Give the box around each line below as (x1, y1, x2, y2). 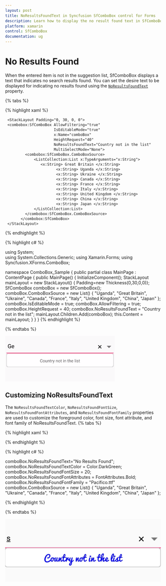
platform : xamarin (5, 24, 43, 29)
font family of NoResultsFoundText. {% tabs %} (5, 420, 102, 426)
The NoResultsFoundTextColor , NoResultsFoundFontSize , (5, 404, 118, 410)
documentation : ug (5, 34, 43, 39)
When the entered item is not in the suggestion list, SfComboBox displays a (5, 72, 159, 78)
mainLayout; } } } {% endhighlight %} (5, 316, 81, 322)
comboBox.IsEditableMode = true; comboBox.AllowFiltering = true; (5, 301, 141, 307)
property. (5, 88, 24, 94)
